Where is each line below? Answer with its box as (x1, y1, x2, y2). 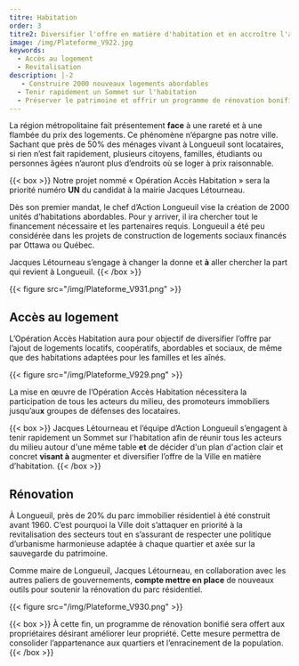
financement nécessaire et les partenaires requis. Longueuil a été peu (9, 221, 265, 231)
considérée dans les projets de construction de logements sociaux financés (9, 231, 287, 241)
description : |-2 (9, 71, 74, 80)
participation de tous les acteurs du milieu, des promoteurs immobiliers (9, 396, 270, 407)
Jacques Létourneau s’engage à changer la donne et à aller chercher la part (9, 257, 287, 268)
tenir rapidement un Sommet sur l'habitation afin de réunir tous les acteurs (9, 433, 282, 443)
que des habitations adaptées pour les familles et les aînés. (9, 353, 227, 363)
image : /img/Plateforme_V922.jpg (9, 37, 133, 47)
